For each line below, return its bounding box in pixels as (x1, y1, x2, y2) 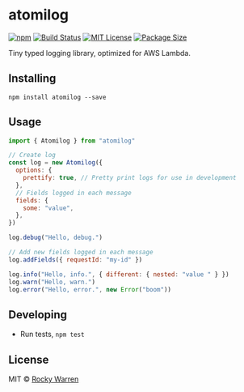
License (8, 352, 49, 366)
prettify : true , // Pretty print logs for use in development (23, 174, 237, 182)
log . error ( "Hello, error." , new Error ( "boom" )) (8, 285, 172, 293)
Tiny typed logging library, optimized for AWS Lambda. (8, 48, 191, 58)
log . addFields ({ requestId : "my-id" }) (8, 255, 143, 264)
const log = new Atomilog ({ (8, 159, 103, 167)
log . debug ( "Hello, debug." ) (8, 233, 103, 242)
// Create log (8, 151, 57, 160)
